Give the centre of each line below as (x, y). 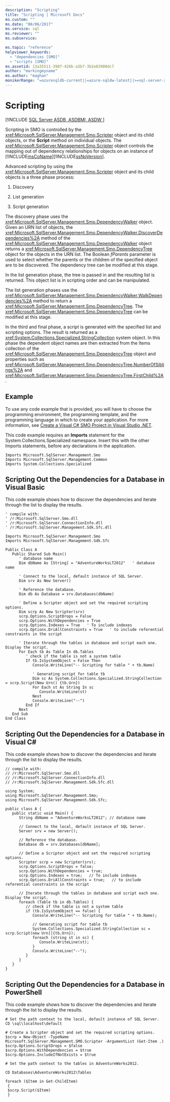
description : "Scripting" (32, 10)
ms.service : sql (22, 29)
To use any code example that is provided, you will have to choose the (78, 409)
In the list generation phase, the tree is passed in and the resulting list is (80, 275)
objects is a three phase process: (40, 177)
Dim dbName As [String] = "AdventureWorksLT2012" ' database (87, 563)
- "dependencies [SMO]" (35, 57)
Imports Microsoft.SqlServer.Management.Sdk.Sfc (57, 541)
